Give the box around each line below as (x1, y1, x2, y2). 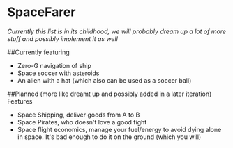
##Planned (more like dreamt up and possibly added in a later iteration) (7, 90, 212, 98)
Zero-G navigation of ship (17, 61, 92, 69)
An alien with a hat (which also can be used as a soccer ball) (17, 76, 192, 84)
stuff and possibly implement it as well (7, 34, 119, 42)
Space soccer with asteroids (17, 69, 100, 77)
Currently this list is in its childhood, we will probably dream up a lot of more (7, 27, 227, 35)
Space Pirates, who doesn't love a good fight (17, 117, 147, 126)
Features (7, 97, 33, 105)
